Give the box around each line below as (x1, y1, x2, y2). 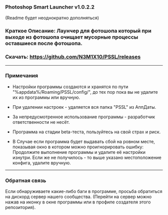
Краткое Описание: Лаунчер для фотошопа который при (5, 28, 151, 35)
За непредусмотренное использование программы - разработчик (12, 114, 155, 120)
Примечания (5, 72, 38, 79)
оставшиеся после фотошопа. (5, 40, 82, 47)
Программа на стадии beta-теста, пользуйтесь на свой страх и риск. (12, 129, 161, 135)
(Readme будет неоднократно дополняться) (5, 15, 99, 21)
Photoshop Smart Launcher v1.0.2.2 (5, 4, 95, 11)
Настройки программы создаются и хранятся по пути (12, 84, 128, 90)
